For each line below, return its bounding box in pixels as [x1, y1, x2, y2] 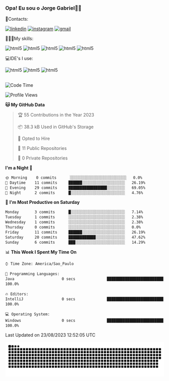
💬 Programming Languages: [5, 271, 60, 277]
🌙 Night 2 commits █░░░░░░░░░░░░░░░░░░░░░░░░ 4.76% [5, 190, 143, 196]
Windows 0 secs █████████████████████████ [5, 318, 164, 323]
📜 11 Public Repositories [17, 145, 67, 151]
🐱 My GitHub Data [5, 102, 45, 108]
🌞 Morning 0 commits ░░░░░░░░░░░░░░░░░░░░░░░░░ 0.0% [5, 175, 143, 181]
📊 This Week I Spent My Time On [5, 249, 77, 255]
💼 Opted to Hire [17, 136, 50, 142]
